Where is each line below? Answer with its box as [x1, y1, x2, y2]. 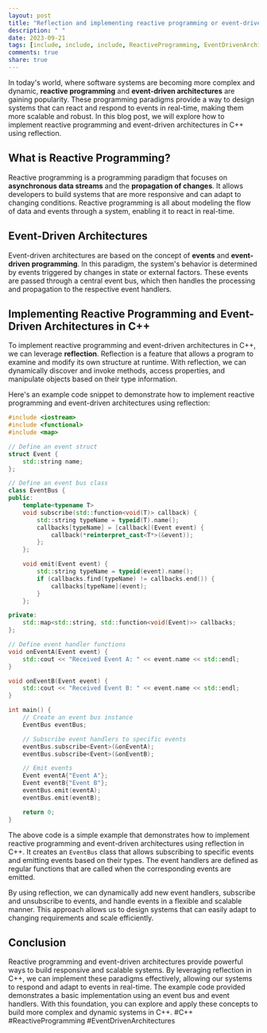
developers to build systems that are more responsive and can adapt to [8, 189, 242, 199]
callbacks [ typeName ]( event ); [50, 582, 148, 590]
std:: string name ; [22, 458, 83, 466]
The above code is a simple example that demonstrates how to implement [8, 830, 250, 839]
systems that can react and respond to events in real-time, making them [8, 103, 244, 112]
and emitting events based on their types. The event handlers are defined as [8, 855, 258, 865]
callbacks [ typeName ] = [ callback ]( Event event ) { [37, 524, 204, 532]
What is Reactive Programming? [8, 152, 171, 165]
